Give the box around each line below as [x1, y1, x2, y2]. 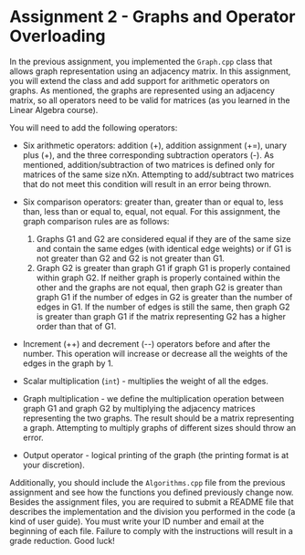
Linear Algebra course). [9, 104, 99, 115]
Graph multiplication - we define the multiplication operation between [22, 393, 285, 403]
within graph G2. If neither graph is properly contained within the [36, 272, 280, 283]
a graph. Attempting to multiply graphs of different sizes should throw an [22, 422, 297, 433]
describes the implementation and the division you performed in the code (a [9, 506, 296, 517]
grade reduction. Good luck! [9, 535, 116, 546]
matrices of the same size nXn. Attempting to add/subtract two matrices [22, 169, 295, 180]
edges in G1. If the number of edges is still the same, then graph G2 [36, 301, 290, 312]
